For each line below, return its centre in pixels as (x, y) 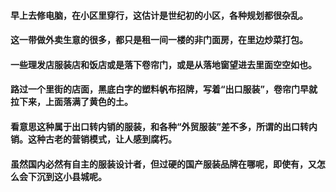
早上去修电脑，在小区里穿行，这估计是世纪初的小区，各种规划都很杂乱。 (159, 15)
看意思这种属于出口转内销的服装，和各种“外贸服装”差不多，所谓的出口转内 (164, 126)
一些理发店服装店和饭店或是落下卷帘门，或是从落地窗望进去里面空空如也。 (163, 64)
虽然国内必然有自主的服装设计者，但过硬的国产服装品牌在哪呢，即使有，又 (163, 164)
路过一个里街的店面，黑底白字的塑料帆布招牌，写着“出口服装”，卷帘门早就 (164, 89)
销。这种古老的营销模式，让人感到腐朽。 (93, 139)
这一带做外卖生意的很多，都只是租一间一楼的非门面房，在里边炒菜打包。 (159, 40)
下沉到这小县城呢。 (67, 176)
